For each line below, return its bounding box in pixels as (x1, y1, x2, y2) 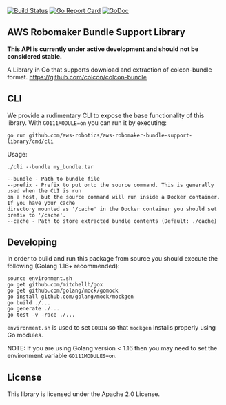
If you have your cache (7, 199, 76, 206)
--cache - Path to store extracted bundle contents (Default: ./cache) (7, 217, 217, 224)
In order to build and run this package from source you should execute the (7, 255, 218, 263)
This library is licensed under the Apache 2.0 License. (7, 390, 161, 398)
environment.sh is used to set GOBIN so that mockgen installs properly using (7, 324, 216, 332)
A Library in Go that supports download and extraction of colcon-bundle (7, 66, 212, 74)
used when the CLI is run (7, 187, 81, 195)
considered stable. (7, 52, 62, 60)
